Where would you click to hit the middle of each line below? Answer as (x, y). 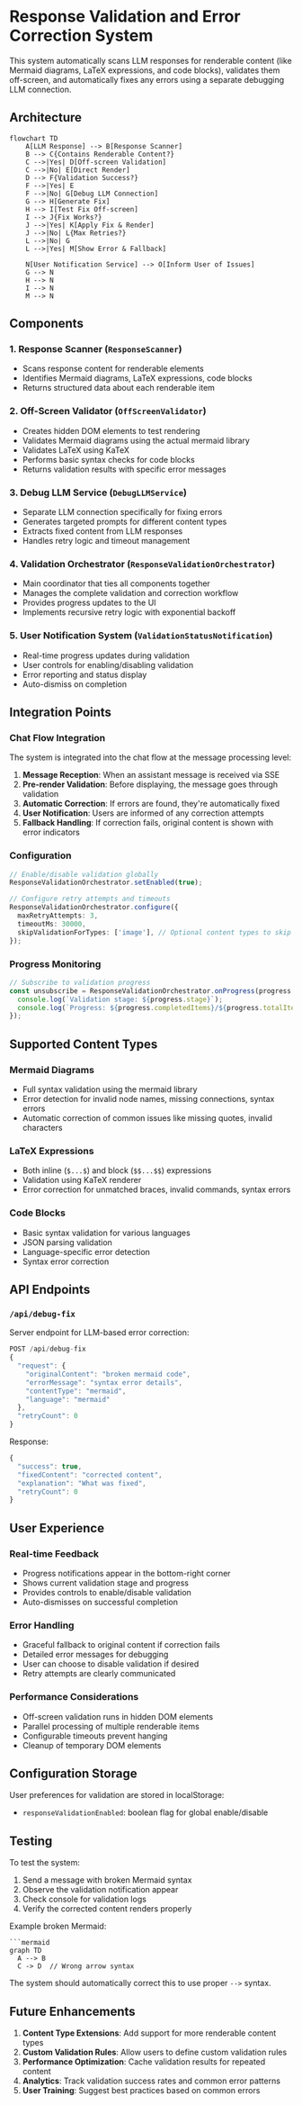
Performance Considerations (74, 1697)
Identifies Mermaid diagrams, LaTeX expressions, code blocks (138, 378)
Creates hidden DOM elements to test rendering (111, 430)
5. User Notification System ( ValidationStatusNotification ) (141, 636)
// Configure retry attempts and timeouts (90, 899)
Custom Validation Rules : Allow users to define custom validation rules (155, 2052)
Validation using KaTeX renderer (82, 1180)
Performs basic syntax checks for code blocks (108, 459)
